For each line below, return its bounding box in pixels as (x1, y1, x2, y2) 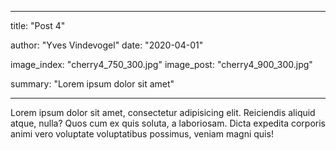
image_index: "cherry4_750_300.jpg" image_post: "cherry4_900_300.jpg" (10, 59, 313, 70)
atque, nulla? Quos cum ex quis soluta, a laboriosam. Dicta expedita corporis (10, 117, 326, 129)
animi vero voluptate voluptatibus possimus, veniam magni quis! (10, 128, 274, 140)
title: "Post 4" (10, 20, 66, 31)
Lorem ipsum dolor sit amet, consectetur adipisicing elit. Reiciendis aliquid (10, 107, 316, 118)
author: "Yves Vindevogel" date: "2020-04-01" (10, 39, 204, 51)
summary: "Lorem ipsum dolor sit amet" (10, 78, 175, 90)
